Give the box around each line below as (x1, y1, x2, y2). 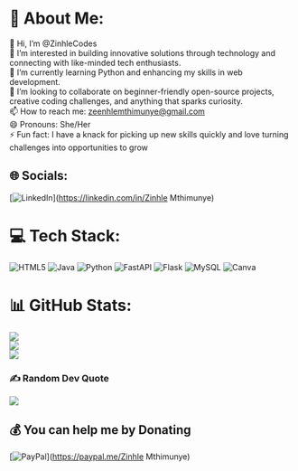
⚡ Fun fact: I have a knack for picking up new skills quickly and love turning (9, 128, 289, 139)
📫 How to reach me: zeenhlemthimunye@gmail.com (9, 106, 206, 117)
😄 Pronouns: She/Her (9, 118, 91, 129)
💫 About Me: (9, 8, 105, 29)
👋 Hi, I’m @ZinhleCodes (9, 38, 98, 49)
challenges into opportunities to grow (9, 142, 149, 153)
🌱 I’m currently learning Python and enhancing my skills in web (9, 67, 244, 78)
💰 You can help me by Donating (9, 422, 191, 438)
